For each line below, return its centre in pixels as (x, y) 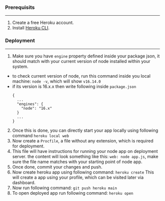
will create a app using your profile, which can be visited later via (78, 177)
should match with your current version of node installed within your (81, 61)
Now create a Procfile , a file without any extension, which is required (83, 141)
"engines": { (30, 104)
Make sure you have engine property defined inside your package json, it (86, 56)
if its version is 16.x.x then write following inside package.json (74, 86)
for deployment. (28, 146)
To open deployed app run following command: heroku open (73, 193)
